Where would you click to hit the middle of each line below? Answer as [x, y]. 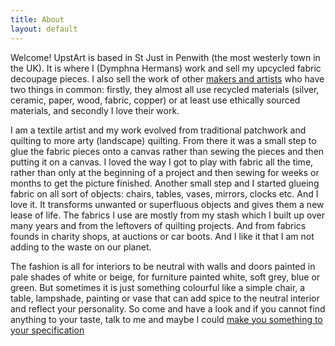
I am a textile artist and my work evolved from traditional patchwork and [158, 130]
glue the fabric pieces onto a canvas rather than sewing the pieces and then [167, 151]
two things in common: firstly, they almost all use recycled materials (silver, [165, 89]
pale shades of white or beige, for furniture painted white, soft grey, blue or [165, 277]
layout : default [44, 29]
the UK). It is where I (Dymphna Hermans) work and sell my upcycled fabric [166, 68]
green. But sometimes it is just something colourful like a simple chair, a [158, 287]
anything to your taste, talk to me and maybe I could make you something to [166, 319]
